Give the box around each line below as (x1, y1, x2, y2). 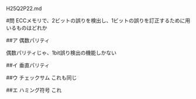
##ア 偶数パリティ (6, 37, 50, 43)
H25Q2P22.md (6, 5, 42, 12)
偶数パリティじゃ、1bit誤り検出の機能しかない (6, 49, 117, 56)
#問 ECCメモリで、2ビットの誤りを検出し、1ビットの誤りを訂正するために (6, 17, 185, 24)
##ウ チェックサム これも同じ (6, 74, 77, 81)
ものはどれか (16, 25, 47, 31)
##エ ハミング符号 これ (6, 87, 62, 93)
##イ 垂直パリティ (6, 62, 50, 69)
